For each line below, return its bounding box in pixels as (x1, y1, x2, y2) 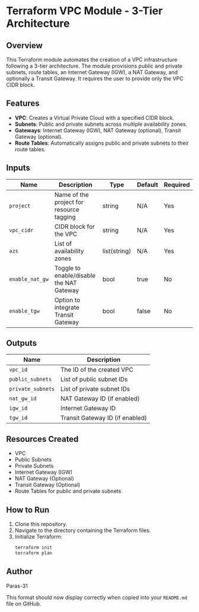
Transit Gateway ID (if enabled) (60, 414, 147, 422)
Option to (54, 295, 81, 304)
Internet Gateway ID (60, 404, 116, 413)
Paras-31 (6, 582, 28, 589)
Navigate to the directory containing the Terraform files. (14, 527, 151, 534)
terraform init (14, 544, 53, 551)
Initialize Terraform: (14, 533, 63, 540)
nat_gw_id (9, 396, 37, 402)
